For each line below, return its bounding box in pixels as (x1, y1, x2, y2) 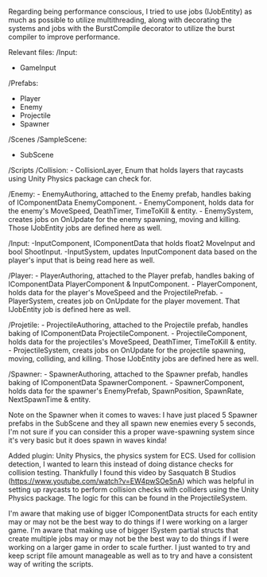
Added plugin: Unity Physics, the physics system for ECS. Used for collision (8, 451, 256, 460)
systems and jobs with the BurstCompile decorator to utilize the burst (8, 24, 235, 33)
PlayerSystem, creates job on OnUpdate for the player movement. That (8, 296, 241, 306)
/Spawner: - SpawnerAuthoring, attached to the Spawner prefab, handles (8, 369, 249, 379)
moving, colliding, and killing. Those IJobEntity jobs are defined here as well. (8, 354, 259, 363)
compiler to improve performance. (8, 32, 121, 41)
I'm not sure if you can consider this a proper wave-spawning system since (8, 427, 255, 436)
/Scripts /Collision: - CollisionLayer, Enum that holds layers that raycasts (8, 166, 244, 174)
